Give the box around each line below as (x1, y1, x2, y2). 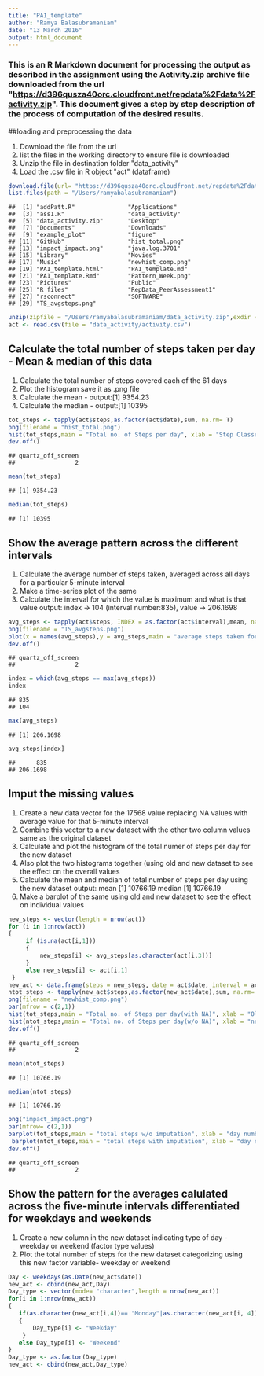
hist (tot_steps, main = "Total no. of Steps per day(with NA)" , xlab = (8, 1010, 244, 1018)
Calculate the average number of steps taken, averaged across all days (19, 569, 250, 579)
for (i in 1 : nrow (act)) (8, 922, 86, 930)
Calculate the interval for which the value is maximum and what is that (19, 594, 247, 604)
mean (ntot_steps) (8, 1059, 65, 1068)
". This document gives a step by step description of (51, 99, 255, 110)
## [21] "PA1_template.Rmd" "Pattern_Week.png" (8, 272, 192, 280)
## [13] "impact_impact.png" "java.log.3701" (8, 245, 181, 252)
